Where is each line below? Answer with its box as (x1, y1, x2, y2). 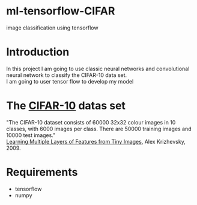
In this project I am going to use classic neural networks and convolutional (6, 65, 190, 72)
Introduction (6, 45, 70, 59)
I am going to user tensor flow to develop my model (6, 78, 134, 85)
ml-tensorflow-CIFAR (6, 4, 115, 18)
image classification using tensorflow (6, 24, 98, 31)
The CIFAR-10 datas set (6, 99, 126, 112)
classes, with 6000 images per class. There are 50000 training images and (6, 125, 192, 132)
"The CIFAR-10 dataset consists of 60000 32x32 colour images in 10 (6, 118, 176, 126)
